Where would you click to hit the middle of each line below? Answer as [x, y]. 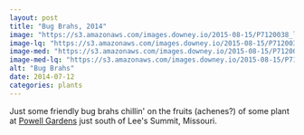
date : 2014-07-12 [42, 77]
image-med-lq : [36, 60]
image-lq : [28, 43]
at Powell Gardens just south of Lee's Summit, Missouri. [113, 121]
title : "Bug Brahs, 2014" [58, 26]
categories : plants [46, 85]
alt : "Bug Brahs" [42, 69]
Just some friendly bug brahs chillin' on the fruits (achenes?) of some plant [149, 111]
